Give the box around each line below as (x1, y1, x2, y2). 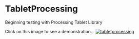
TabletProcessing (5, 3, 78, 14)
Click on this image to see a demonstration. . (5, 28, 95, 34)
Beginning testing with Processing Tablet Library (5, 19, 102, 25)
